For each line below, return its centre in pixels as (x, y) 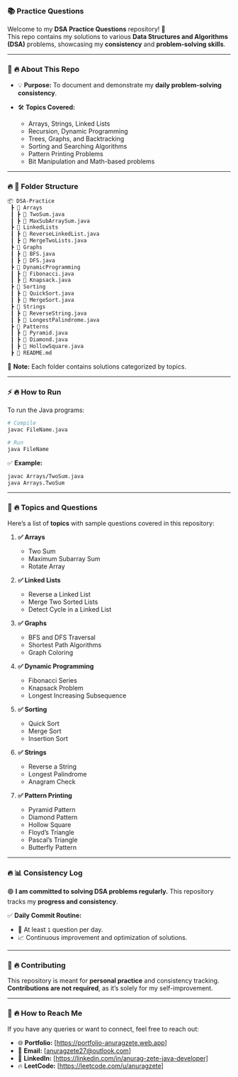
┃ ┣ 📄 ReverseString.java (49, 313)
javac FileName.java (38, 430)
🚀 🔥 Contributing (36, 965)
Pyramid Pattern (52, 809)
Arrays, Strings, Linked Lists (69, 124)
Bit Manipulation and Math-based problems (91, 161)
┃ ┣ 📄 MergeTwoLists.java (49, 241)
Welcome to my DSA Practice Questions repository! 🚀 (86, 29)
